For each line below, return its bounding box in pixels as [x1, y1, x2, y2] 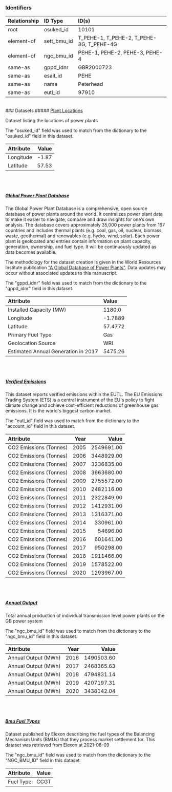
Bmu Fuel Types [5, 718, 40, 724]
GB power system [5, 618, 43, 624]
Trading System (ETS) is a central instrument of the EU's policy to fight [5, 397, 155, 403]
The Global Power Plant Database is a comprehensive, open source [5, 205, 147, 212]
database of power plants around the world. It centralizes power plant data [5, 211, 163, 217]
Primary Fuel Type [8, 331, 52, 338]
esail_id [44, 72, 62, 80]
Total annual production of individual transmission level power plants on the [5, 613, 165, 619]
